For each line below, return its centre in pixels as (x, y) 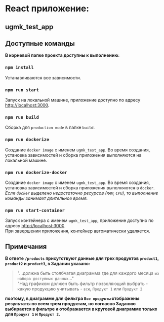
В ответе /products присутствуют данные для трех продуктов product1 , (82, 258)
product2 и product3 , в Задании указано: (48, 263)
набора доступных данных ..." (45, 278)
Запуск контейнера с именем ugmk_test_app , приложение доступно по (80, 220)
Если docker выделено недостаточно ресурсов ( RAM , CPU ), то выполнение (82, 193)
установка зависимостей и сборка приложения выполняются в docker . (80, 187)
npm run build (22, 117)
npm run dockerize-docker (36, 172)
